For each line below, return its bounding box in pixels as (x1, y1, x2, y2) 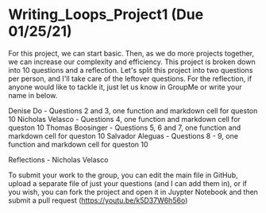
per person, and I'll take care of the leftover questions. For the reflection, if (8, 74, 253, 83)
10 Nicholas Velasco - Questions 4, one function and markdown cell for (8, 114, 241, 124)
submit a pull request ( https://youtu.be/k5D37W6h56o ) (8, 196, 188, 205)
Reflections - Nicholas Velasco (8, 154, 109, 164)
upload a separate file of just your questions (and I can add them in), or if (8, 178, 248, 188)
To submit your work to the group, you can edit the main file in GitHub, (8, 170, 238, 180)
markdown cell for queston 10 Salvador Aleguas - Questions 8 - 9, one (8, 131, 238, 140)
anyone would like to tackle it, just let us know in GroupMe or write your (8, 82, 242, 92)
